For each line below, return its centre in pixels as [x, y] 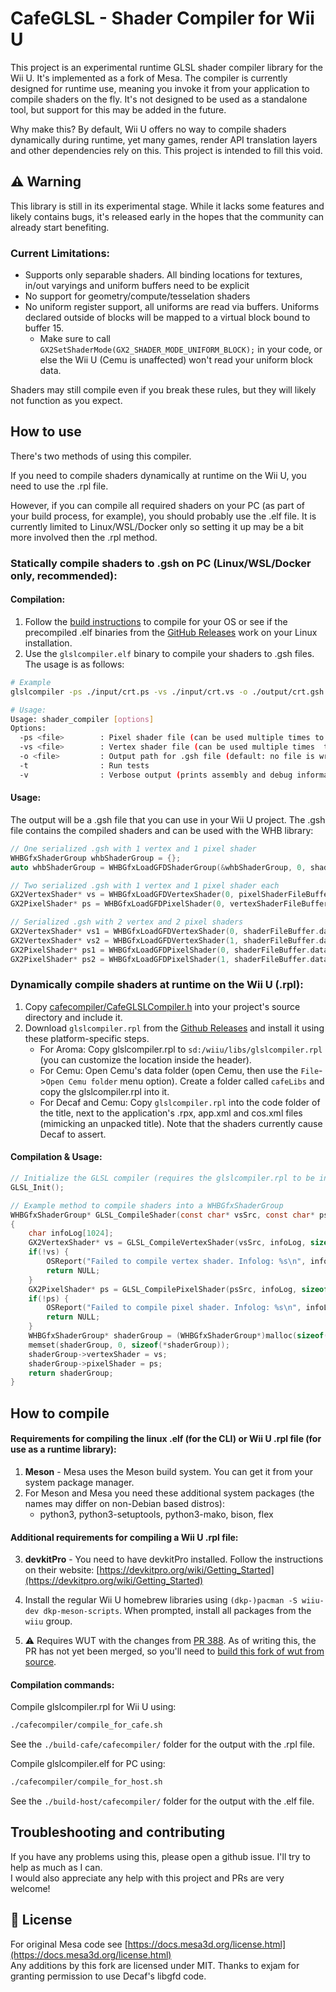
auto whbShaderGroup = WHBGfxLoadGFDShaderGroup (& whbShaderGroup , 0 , [158, 867]
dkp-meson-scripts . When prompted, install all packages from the [177, 1611]
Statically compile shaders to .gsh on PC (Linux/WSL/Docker [161, 563]
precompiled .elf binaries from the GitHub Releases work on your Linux [171, 632]
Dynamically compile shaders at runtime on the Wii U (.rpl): [157, 985]
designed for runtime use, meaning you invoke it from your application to [160, 88]
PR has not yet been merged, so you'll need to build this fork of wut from [174, 1651]
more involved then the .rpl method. [84, 537]
